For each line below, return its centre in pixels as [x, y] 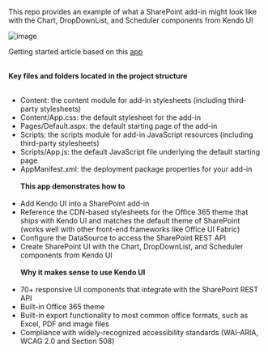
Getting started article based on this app [76, 51]
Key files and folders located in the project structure [98, 76]
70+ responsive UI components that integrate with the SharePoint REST [139, 289]
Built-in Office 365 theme [62, 306]
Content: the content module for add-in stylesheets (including [123, 100]
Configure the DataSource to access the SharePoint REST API [123, 238]
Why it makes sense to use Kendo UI [83, 272]
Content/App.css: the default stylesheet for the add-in [111, 117]
